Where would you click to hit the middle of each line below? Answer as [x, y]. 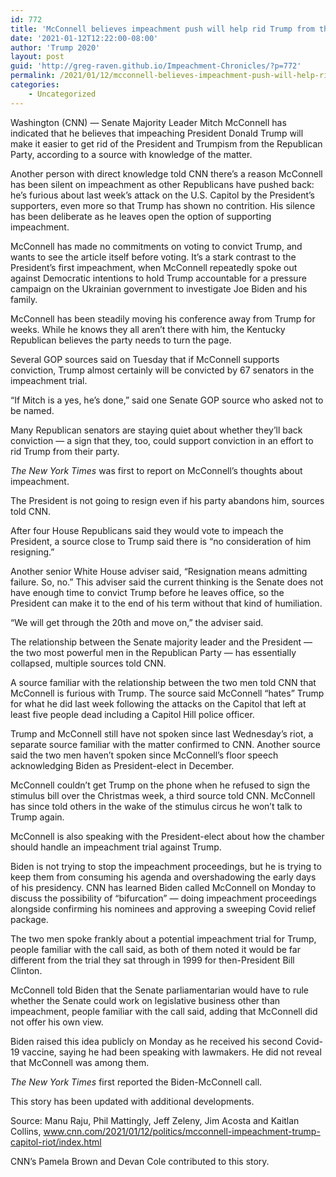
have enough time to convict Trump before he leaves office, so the [147, 592]
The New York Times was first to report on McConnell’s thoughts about [156, 470]
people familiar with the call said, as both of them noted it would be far [155, 949]
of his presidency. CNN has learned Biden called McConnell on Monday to [163, 887]
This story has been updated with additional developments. [132, 1101]
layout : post [37, 57]
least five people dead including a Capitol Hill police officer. [132, 714]
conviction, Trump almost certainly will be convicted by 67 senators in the [162, 370]
